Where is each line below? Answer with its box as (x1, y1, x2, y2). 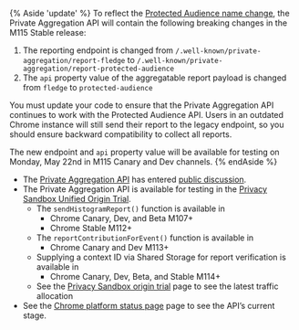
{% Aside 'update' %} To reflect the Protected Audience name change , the (9, 8, 290, 18)
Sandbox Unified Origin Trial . (22, 194, 132, 204)
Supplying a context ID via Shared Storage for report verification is (36, 251, 287, 262)
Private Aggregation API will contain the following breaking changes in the (9, 17, 288, 28)
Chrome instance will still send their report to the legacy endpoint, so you (9, 119, 284, 130)
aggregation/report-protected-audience (22, 64, 175, 73)
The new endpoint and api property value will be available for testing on (9, 146, 280, 157)
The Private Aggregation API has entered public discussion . (22, 174, 247, 185)
